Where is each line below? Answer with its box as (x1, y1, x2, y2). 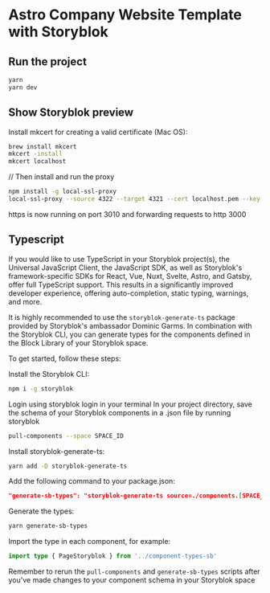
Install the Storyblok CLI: (8, 369, 90, 378)
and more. (8, 296, 43, 306)
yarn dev (8, 83, 38, 92)
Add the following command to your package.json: (8, 476, 175, 486)
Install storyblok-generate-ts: (8, 446, 105, 456)
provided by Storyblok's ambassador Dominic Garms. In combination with (8, 321, 252, 330)
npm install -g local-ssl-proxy (8, 187, 117, 196)
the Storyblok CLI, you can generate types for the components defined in (8, 329, 251, 339)
